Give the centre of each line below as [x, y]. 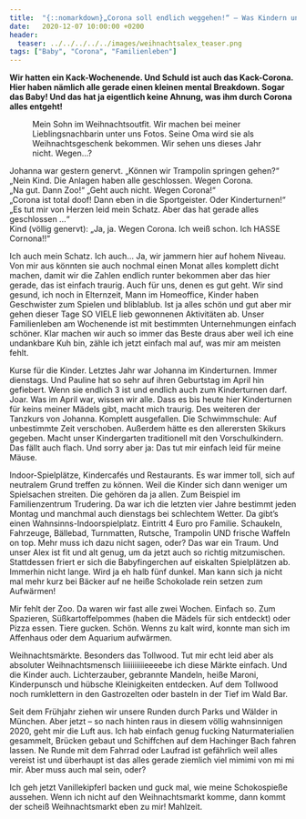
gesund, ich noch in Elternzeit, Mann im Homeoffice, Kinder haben [134, 295]
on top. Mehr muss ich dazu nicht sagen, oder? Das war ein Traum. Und [144, 543]
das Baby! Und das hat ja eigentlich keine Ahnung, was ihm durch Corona [151, 97]
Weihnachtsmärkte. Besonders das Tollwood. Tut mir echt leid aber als [142, 655]
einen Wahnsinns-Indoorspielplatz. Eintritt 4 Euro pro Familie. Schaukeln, [146, 523]
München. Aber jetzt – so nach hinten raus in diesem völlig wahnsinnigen [147, 722]
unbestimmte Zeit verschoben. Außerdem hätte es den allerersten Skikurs [148, 429]
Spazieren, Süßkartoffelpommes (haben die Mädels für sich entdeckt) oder [150, 619]
